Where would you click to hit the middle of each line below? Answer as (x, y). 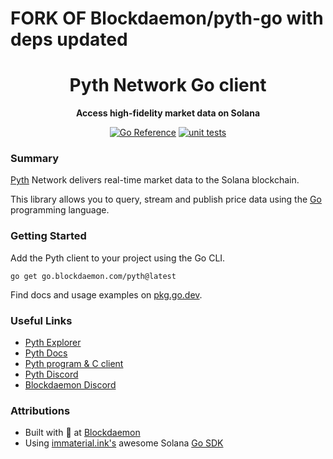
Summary (35, 159)
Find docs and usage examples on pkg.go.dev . (106, 294)
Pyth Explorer (53, 343)
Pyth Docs (46, 353)
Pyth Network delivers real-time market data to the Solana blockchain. (155, 180)
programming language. (60, 210)
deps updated (69, 39)
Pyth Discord (51, 374)
